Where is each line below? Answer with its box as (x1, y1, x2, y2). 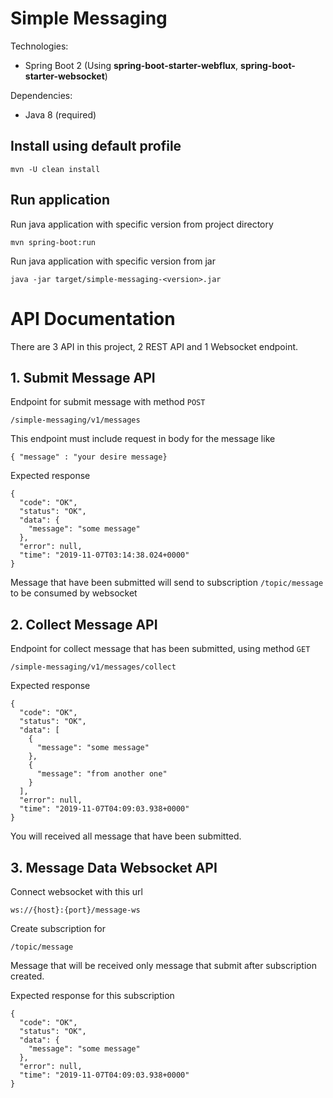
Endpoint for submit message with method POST (10, 396, 206, 408)
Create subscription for (10, 922, 106, 934)
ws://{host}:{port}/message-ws (10, 905, 141, 915)
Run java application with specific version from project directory (10, 218, 274, 230)
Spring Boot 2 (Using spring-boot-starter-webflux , (24, 59, 239, 71)
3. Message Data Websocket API (10, 859, 218, 876)
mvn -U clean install (10, 164, 101, 174)
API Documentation (10, 307, 176, 330)
